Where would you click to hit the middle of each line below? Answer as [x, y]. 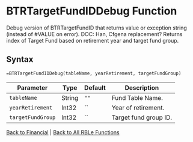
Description [142, 87]
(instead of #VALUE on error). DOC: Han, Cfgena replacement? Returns [94, 34]
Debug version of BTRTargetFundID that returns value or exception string [97, 28]
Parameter [32, 87]
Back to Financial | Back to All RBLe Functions [63, 132]
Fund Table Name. [137, 97]
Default [95, 87]
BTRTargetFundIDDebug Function [92, 11]
